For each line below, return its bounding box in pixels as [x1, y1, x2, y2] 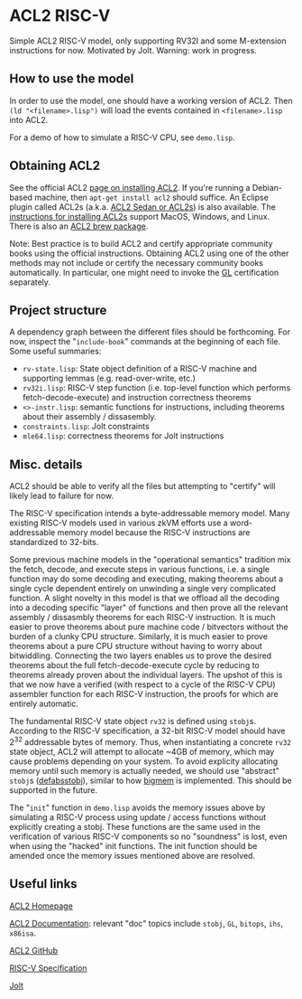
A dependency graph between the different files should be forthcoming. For [9, 326, 291, 337]
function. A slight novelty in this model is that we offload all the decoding [9, 593, 280, 604]
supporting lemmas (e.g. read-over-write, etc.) [22, 372, 197, 384]
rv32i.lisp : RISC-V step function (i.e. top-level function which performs [22, 382, 291, 393]
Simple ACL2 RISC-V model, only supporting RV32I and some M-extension [9, 35, 287, 46]
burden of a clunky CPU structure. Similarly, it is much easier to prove [9, 631, 269, 642]
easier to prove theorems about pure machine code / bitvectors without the [9, 621, 288, 633]
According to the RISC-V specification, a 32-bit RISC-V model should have [9, 725, 286, 737]
